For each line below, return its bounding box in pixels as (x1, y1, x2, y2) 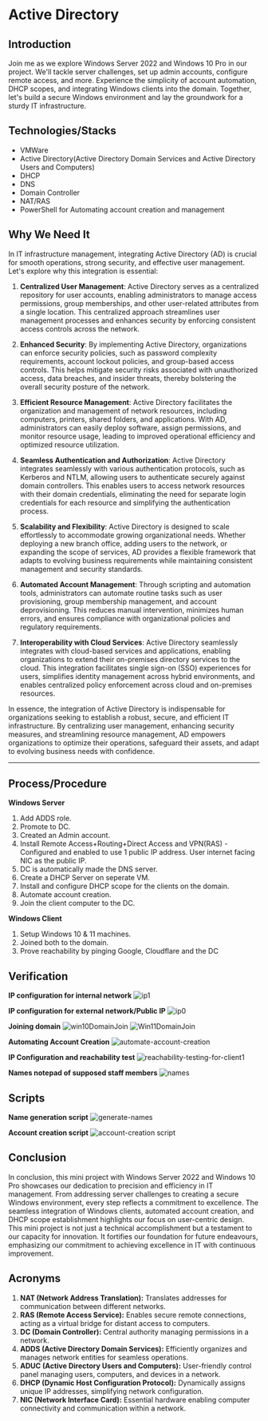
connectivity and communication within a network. (19, 1403, 186, 1413)
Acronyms (8, 1272, 61, 1285)
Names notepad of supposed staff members (8, 1068, 158, 1078)
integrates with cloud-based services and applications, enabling (19, 645, 231, 656)
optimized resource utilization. (19, 439, 120, 449)
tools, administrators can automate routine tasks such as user (19, 588, 223, 597)
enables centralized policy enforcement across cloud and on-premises (19, 680, 253, 689)
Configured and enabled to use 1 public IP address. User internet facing (19, 847, 255, 857)
